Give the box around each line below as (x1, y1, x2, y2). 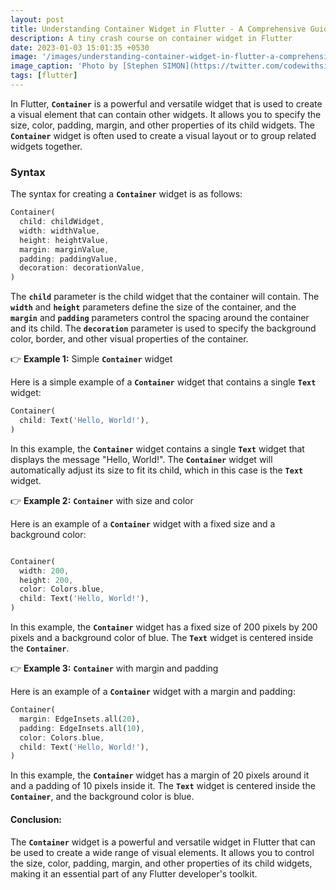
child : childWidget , (19, 217, 105, 227)
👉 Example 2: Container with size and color (10, 494, 194, 506)
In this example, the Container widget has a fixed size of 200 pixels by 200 (10, 621, 318, 633)
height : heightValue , (19, 235, 110, 245)
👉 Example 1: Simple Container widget (10, 353, 173, 365)
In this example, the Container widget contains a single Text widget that (10, 442, 305, 455)
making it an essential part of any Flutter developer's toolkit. (10, 867, 258, 880)
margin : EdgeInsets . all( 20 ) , (19, 714, 141, 724)
